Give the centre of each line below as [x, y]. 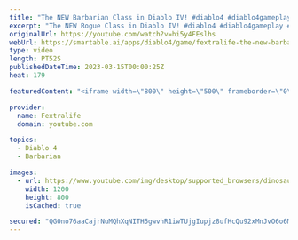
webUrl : [24, 42]
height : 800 [47, 197]
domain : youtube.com [55, 124]
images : [24, 172]
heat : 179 [27, 76]
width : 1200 [47, 189]
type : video [31, 51]
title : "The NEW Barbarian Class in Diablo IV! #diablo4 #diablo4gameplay [150, 17]
